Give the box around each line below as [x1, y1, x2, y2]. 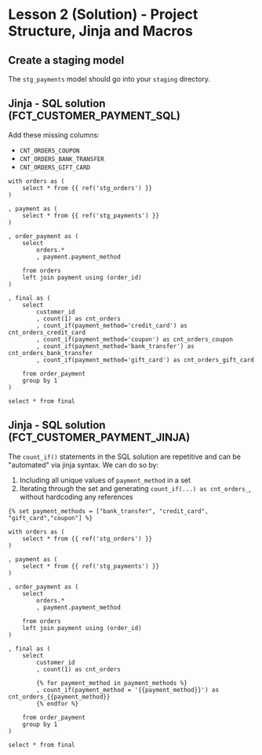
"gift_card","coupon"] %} [8, 514, 93, 522]
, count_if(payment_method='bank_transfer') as [36, 342, 195, 350]
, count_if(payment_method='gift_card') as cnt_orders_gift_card [36, 356, 255, 364]
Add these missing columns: [8, 130, 100, 139]
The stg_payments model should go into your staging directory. [8, 75, 210, 83]
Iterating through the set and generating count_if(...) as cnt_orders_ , [19, 483, 251, 493]
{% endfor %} [36, 699, 79, 708]
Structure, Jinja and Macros [8, 22, 194, 40]
